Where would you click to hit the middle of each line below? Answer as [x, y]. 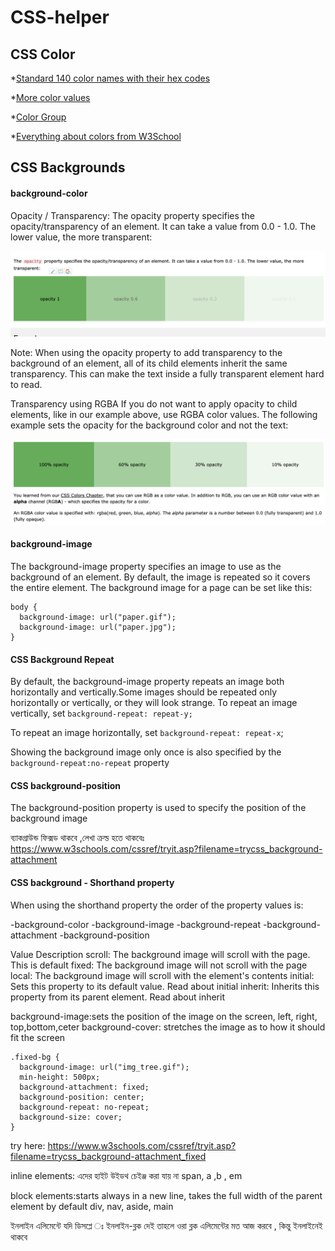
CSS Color [43, 54]
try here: [28, 1145]
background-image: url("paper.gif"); [98, 617]
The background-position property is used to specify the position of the [158, 808]
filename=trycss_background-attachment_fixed [108, 1156]
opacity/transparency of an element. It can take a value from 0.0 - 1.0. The [163, 226]
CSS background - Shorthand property [92, 882]
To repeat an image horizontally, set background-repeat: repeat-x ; [147, 733]
